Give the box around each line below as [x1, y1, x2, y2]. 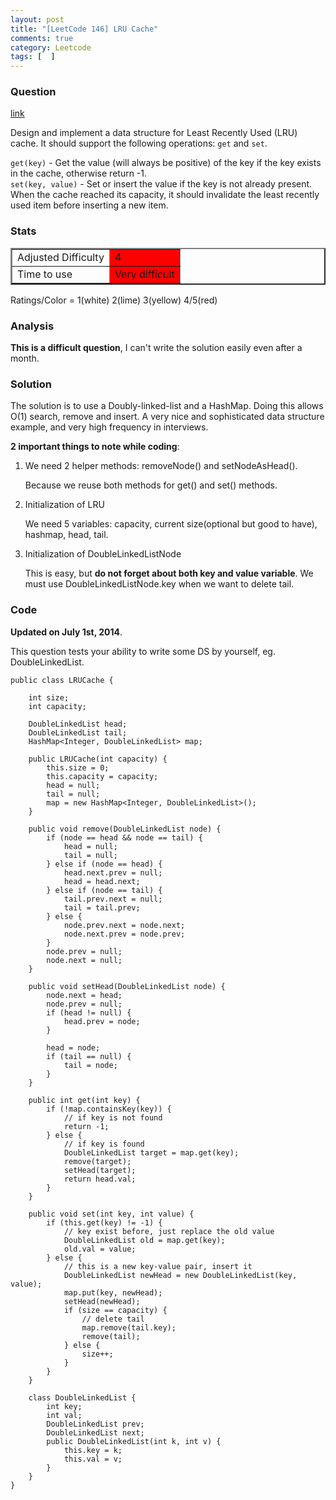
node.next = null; [46, 955, 123, 965]
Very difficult [114, 267, 175, 281]
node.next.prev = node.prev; [63, 929, 186, 939]
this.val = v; [63, 1454, 123, 1464]
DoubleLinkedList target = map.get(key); [63, 1147, 240, 1158]
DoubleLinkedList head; [28, 719, 128, 729]
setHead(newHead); [63, 1296, 141, 1306]
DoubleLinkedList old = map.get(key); [63, 1235, 226, 1245]
